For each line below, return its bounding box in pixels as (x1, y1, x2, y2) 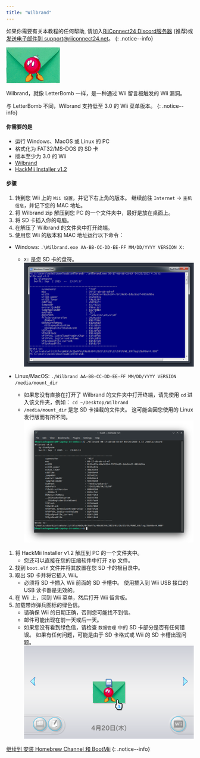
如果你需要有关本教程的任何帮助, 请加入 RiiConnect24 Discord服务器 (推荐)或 (6, 27, 193, 35)
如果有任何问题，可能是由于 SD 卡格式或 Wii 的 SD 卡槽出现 (35, 631, 182, 638)
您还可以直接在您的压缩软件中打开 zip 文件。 (23, 557, 134, 564)
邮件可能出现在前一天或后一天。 (23, 616, 102, 623)
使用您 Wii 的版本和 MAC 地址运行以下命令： (14, 232, 124, 239)
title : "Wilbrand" (6, 10, 52, 15)
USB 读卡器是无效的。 (23, 587, 79, 594)
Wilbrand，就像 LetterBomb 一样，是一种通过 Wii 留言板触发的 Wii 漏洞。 (6, 89, 186, 96)
